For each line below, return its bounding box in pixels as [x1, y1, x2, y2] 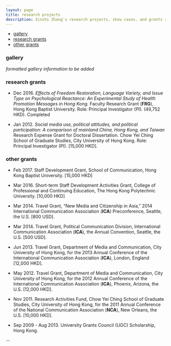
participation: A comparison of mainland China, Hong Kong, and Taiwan [13, 126, 165, 132]
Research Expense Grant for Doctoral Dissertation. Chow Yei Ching [13, 132, 154, 138]
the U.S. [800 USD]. [13, 214, 55, 220]
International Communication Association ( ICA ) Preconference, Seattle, [13, 209, 162, 215]
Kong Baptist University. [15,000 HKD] [13, 172, 93, 179]
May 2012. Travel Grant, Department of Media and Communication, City [13, 270, 163, 276]
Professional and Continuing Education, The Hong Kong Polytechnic [13, 188, 156, 194]
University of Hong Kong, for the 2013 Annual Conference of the [13, 250, 148, 256]
